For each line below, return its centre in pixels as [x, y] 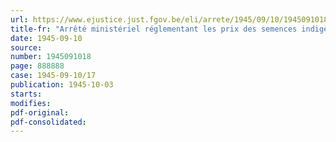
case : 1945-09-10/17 [53, 76]
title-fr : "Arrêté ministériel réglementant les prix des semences [154, 29]
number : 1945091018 [51, 57]
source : [26, 47]
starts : [26, 94]
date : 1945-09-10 [46, 38]
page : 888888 [37, 66]
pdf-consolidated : [48, 122]
